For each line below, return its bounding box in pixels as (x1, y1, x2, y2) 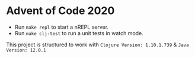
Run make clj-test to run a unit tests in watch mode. (14, 29, 143, 36)
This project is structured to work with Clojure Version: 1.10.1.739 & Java (6, 41, 189, 48)
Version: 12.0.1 (6, 47, 46, 53)
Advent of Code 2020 (6, 4, 115, 18)
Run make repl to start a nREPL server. (14, 23, 108, 30)
